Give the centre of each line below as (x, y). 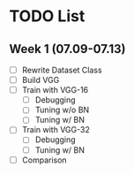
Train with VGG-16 (55, 90)
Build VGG (41, 80)
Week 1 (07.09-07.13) (67, 49)
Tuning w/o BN (62, 110)
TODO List (47, 16)
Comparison (45, 160)
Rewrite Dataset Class (62, 70)
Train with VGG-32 (56, 130)
